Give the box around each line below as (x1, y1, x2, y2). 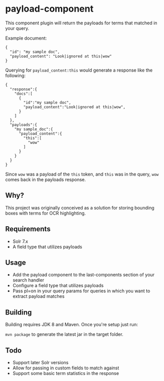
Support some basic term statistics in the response (12, 370, 119, 376)
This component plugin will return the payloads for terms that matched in (5, 20, 158, 26)
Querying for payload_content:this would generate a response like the (5, 67, 153, 73)
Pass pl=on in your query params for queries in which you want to (12, 288, 150, 294)
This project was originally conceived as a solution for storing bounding (5, 204, 154, 211)
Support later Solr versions (12, 360, 69, 365)
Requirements (5, 225, 51, 233)
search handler (12, 277, 45, 283)
